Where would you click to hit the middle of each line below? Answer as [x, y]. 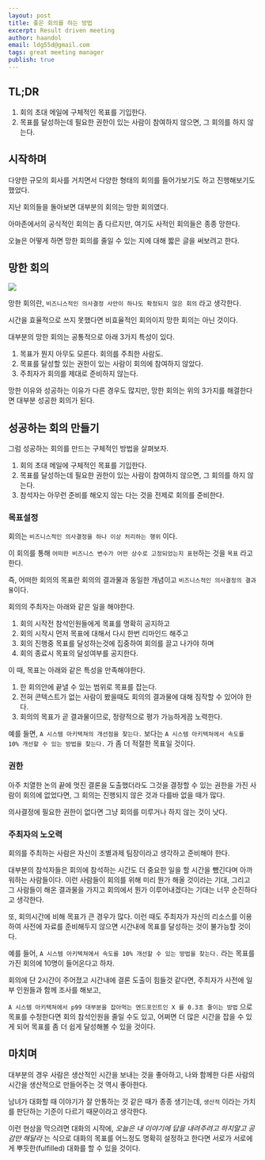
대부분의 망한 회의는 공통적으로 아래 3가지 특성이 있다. [92, 337]
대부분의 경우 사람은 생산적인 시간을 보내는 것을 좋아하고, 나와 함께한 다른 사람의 [132, 1074]
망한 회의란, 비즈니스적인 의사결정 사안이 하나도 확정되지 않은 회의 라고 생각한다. [125, 303]
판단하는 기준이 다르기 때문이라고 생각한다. [82, 1111]
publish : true [32, 60]
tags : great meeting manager [56, 52]
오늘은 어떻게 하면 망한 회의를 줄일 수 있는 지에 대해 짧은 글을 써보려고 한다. [124, 240]
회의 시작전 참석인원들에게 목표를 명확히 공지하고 [95, 624]
